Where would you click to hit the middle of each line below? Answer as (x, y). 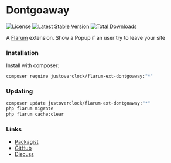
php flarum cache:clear (35, 115)
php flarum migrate (30, 109)
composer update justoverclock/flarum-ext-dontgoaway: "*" (78, 103)
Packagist (27, 142)
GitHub (23, 148)
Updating (20, 91)
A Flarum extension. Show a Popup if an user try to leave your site (86, 37)
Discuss (24, 154)
